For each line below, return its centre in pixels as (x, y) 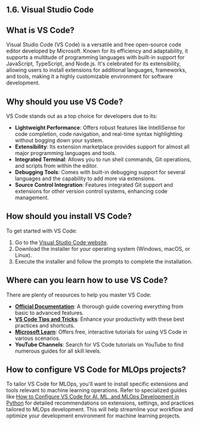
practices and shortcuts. (45, 325)
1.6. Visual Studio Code (50, 10)
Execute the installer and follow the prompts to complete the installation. (104, 261)
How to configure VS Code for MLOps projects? (96, 370)
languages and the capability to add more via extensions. (85, 178)
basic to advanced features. (49, 312)
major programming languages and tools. (65, 153)
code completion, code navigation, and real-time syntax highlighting (99, 134)
